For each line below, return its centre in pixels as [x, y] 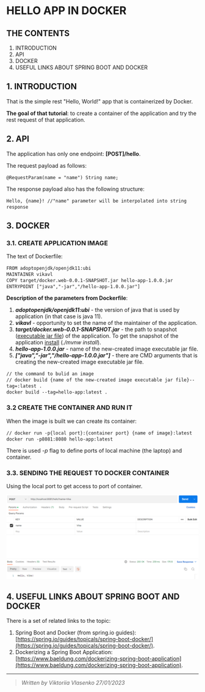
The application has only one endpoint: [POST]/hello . [74, 154]
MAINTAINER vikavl [30, 275]
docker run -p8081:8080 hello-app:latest [60, 439]
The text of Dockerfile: [34, 256]
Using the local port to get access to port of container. [74, 486]
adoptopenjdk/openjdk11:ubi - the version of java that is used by [97, 310]
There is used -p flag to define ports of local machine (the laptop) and [94, 450]
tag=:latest [21, 386]
